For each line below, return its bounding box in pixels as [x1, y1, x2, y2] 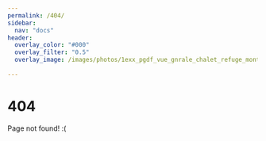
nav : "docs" [14, 26, 55, 34]
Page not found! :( [7, 124, 67, 133]
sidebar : [7, 19, 37, 27]
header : [7, 33, 33, 42]
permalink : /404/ [7, 11, 65, 20]
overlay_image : [14, 56, 65, 64]
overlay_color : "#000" [14, 41, 90, 49]
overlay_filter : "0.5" [14, 48, 90, 56]
